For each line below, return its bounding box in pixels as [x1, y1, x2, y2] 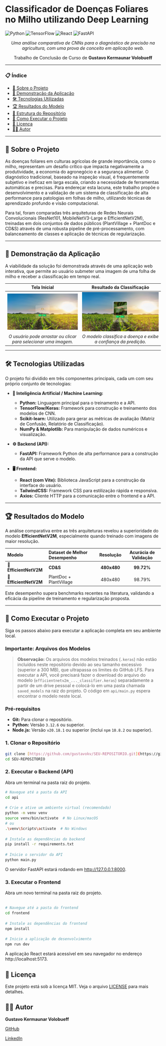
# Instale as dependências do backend [5, 836, 85, 841]
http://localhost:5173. [5, 956, 48, 962]
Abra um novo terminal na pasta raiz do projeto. [5, 890, 102, 896]
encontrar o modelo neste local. [17, 693, 83, 699]
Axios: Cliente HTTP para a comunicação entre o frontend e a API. [19, 493, 156, 499]
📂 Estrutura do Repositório [12, 110, 66, 117]
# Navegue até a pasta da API [5, 789, 68, 794]
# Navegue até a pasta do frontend [5, 906, 79, 911]
